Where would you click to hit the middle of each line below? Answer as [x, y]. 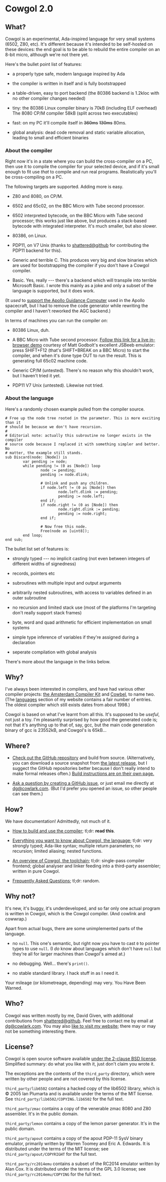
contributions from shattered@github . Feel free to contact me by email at [79, 1021]
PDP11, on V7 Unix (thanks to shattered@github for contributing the [81, 245]
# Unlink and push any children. [75, 483]
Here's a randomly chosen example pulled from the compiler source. [75, 409]
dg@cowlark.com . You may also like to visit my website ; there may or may [81, 1026]
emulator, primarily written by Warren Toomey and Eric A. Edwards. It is [78, 1144]
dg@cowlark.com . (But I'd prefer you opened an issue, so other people [84, 788]
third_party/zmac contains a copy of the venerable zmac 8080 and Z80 [78, 1109]
